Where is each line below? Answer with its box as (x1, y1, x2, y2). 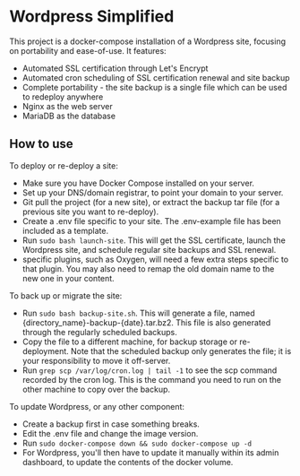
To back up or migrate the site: (9, 290, 123, 301)
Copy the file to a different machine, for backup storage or (21, 336, 237, 347)
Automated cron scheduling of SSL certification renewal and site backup (21, 72, 290, 82)
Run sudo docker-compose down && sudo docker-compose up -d (21, 437, 253, 448)
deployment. (21, 345, 69, 356)
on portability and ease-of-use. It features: (9, 45, 167, 56)
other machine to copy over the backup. (21, 384, 171, 394)
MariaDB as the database (21, 110, 116, 121)
